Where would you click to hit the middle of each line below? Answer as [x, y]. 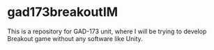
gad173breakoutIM [63, 12]
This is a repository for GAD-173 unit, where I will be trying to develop [107, 31]
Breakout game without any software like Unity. [75, 38]
